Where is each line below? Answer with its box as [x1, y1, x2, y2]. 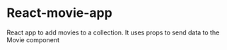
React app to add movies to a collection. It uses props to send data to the [6, 28, 220, 37]
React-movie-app [6, 5, 112, 21]
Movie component [6, 35, 60, 44]
